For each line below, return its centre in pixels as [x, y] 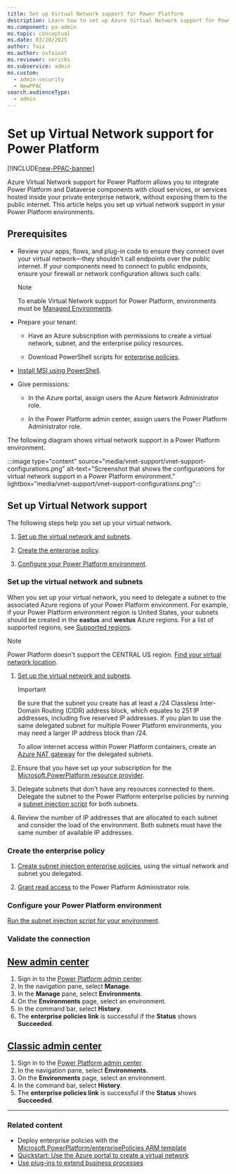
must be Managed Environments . [65, 308]
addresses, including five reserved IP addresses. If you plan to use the [119, 718]
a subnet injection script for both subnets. [78, 803]
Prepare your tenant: [47, 322]
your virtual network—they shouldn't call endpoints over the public [114, 259]
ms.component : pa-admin [42, 27]
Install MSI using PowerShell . [59, 370]
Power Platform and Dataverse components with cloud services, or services [117, 189]
